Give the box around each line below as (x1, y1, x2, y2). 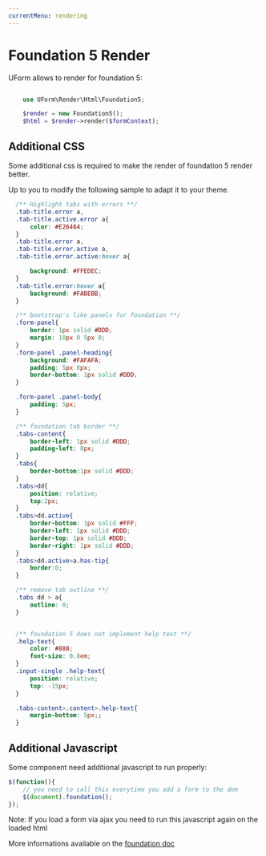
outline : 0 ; (29, 601, 70, 609)
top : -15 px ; (29, 682, 70, 690)
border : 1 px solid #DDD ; (29, 327, 113, 335)
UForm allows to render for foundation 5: (8, 73, 143, 83)
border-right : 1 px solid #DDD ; (29, 542, 135, 550)
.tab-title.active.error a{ (15, 215, 110, 223)
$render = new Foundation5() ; (22, 110, 124, 118)
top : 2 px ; (29, 497, 59, 505)
